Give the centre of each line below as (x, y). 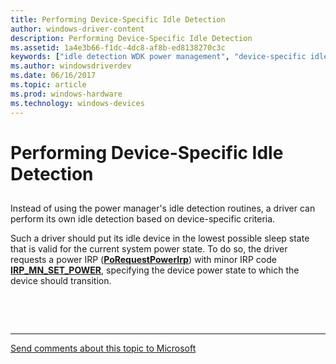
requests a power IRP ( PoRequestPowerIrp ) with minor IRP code (143, 260)
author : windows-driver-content (77, 29)
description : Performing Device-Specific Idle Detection (131, 38)
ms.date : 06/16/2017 (53, 76)
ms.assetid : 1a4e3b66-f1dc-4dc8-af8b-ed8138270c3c (118, 47)
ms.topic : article (48, 85)
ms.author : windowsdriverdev (71, 66)
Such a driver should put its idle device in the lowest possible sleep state (160, 238)
